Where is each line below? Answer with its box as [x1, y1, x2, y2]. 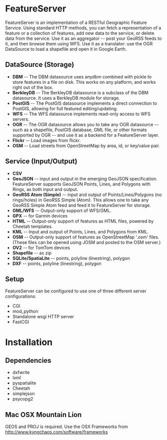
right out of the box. [12, 84, 53, 90]
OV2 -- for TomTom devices [12, 244, 70, 250]
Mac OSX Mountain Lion [5, 410, 82, 419]
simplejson [12, 391, 35, 397]
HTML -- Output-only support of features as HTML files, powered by [12, 218, 154, 224]
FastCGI [12, 319, 29, 325]
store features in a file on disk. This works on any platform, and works [12, 79, 156, 85]
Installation [5, 336, 53, 348]
